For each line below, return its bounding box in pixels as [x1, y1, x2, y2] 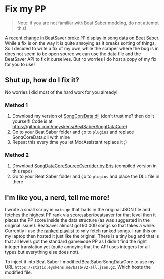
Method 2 [5, 151, 29, 158]
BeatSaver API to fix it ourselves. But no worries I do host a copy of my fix [5, 56, 157, 62]
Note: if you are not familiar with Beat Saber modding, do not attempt [17, 20, 159, 26]
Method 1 [5, 101, 28, 108]
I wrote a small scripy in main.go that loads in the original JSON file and [5, 207, 151, 213]
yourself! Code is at [12, 118, 53, 124]
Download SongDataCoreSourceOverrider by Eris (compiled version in [12, 163, 157, 169]
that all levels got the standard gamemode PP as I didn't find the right [5, 238, 147, 245]
